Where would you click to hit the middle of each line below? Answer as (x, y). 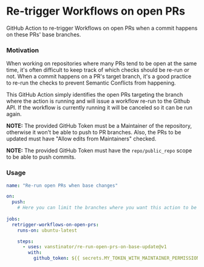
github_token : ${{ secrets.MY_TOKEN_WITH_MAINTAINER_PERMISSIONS (117, 258)
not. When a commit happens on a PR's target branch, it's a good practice (99, 77)
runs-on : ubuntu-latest (47, 230)
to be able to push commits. (41, 157)
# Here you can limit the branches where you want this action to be (107, 208)
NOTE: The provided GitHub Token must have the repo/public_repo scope (99, 151)
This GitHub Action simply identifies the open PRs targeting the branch (95, 95)
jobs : (13, 219)
